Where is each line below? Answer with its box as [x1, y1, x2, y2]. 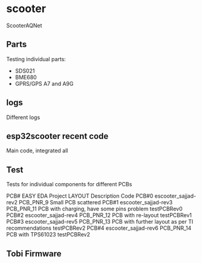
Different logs [6, 114, 41, 121]
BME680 [15, 73, 37, 80]
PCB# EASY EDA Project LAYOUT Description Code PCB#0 [6, 192, 154, 200]
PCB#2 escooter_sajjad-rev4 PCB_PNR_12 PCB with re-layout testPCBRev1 [6, 212, 192, 219]
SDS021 [15, 67, 35, 74]
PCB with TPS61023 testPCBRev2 [6, 231, 91, 238]
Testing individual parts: [6, 55, 67, 62]
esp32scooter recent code [6, 131, 109, 141]
